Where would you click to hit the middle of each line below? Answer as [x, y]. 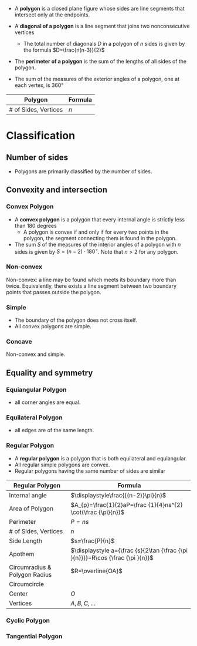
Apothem [22, 554]
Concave [19, 341]
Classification [40, 136]
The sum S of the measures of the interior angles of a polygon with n [98, 244]
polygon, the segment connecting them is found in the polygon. [100, 238]
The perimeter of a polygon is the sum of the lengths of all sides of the [101, 61]
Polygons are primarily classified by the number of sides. [83, 171]
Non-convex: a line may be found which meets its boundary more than [91, 280]
